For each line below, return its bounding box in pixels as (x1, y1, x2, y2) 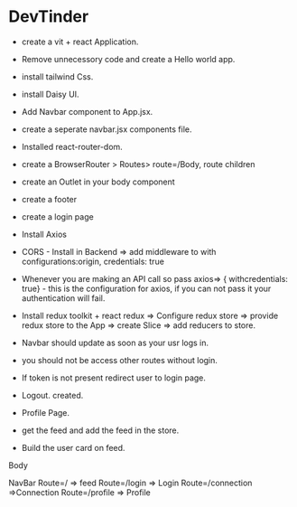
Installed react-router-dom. (21, 141, 123, 152)
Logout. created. (21, 390, 84, 400)
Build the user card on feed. (21, 442, 125, 453)
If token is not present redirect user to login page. (21, 372, 207, 383)
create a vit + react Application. (21, 36, 139, 47)
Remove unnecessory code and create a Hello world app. (21, 53, 236, 64)
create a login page (21, 211, 94, 222)
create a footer (21, 193, 78, 204)
